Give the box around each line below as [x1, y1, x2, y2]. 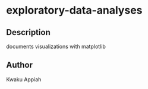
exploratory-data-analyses [6, 4, 143, 17]
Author [6, 60, 33, 70]
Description [6, 27, 51, 37]
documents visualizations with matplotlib [6, 43, 106, 50]
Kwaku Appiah [6, 75, 42, 83]
